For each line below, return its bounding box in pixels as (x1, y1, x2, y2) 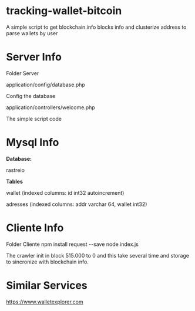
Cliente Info (6, 221, 64, 234)
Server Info (6, 50, 62, 64)
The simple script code (6, 115, 62, 122)
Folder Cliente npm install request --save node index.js (6, 241, 139, 248)
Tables (6, 178, 23, 185)
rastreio (6, 166, 25, 174)
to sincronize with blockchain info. (6, 258, 89, 265)
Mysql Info (6, 136, 59, 149)
